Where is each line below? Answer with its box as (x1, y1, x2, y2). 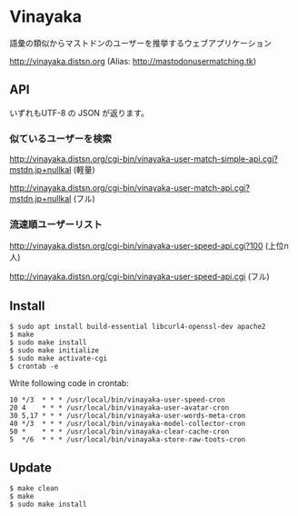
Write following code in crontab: (9, 378, 129, 389)
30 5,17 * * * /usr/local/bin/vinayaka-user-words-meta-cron (9, 412, 246, 421)
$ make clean (9, 483, 59, 492)
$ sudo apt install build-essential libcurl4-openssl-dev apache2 (9, 322, 266, 332)
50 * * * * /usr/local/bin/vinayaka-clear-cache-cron (9, 427, 230, 437)
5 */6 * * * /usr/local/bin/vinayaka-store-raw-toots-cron (9, 435, 246, 444)
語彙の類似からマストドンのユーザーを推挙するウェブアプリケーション (9, 37, 273, 48)
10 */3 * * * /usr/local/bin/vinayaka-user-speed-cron (9, 395, 225, 405)
